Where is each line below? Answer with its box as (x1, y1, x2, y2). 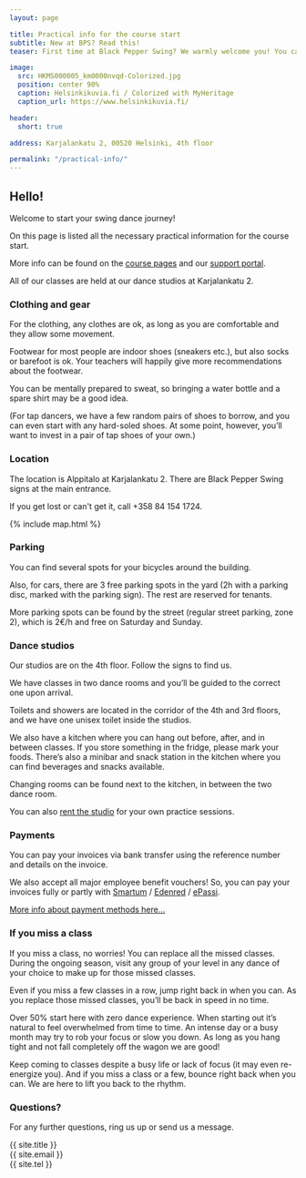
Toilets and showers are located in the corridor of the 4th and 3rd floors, (9, 705, 280, 716)
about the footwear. (9, 365, 84, 376)
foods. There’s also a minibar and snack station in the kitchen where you (9, 752, 280, 763)
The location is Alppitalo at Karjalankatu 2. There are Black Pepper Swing (9, 473, 284, 484)
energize (9, 1068, 43, 1080)
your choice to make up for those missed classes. (9, 967, 196, 978)
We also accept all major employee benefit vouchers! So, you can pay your (9, 876, 291, 888)
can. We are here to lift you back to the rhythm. (9, 1078, 187, 1089)
